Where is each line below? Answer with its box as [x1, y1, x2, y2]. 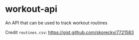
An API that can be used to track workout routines [5, 20, 108, 26]
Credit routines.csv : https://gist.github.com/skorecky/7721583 [5, 29, 134, 35]
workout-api [5, 3, 58, 15]
